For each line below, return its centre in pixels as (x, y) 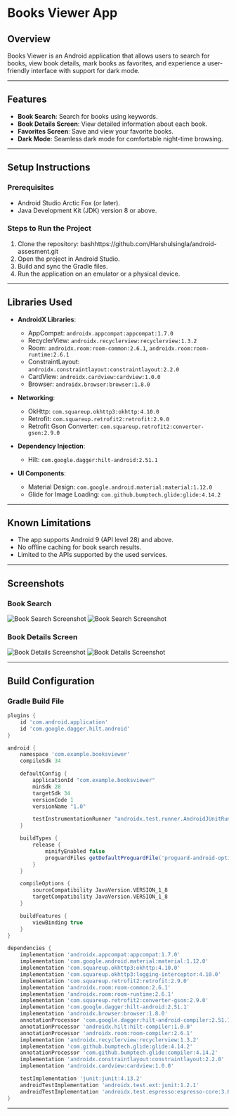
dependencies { (29, 948)
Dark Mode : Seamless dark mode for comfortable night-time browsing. (120, 139)
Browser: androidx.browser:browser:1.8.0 (89, 384)
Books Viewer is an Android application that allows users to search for (109, 56)
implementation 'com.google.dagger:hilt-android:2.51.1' (105, 1007)
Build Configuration (51, 681)
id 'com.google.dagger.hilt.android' (75, 729)
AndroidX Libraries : (46, 319)
